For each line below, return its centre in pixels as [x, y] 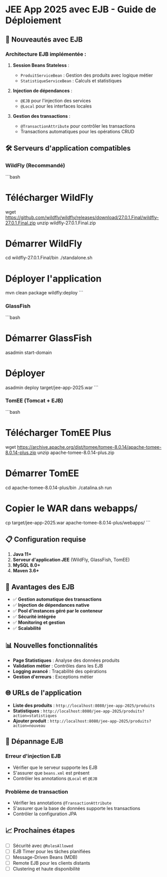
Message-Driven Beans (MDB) [45, 857]
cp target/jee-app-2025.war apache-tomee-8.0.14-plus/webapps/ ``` [78, 522]
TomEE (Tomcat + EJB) [34, 401]
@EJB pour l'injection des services [55, 100]
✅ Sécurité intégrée [34, 617]
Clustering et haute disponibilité [47, 869]
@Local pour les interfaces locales [56, 106]
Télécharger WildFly [49, 197]
